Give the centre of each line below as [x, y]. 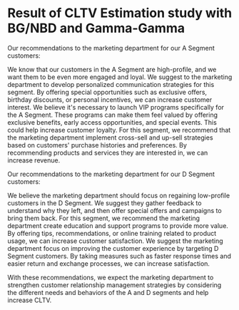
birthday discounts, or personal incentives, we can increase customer [110, 99]
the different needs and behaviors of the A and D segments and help [108, 292]
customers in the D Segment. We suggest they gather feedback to [105, 203]
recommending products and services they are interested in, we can [108, 153]
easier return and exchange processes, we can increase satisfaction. [109, 263]
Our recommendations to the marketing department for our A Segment [111, 48]
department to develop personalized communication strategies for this [111, 84]
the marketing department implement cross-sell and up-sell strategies [110, 138]
